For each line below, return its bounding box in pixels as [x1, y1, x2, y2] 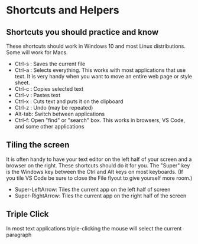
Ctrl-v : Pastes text [14, 92, 61, 98]
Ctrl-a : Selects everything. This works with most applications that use [14, 67, 186, 74]
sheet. [14, 79, 31, 86]
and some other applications [14, 123, 85, 130]
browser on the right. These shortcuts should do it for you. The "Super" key [6, 161, 190, 169]
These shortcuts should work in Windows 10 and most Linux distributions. [6, 42, 186, 50]
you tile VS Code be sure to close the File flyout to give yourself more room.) [6, 174, 193, 182]
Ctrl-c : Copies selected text [14, 85, 84, 92]
